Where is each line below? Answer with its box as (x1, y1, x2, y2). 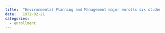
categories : (5, 16, 29, 21)
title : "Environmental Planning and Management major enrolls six (5, 7, 146, 12)
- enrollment (9, 20, 36, 26)
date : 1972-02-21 (5, 12, 45, 16)
